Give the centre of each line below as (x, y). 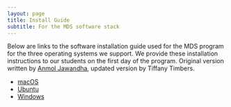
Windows (31, 97)
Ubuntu (28, 89)
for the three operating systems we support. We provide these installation (113, 53)
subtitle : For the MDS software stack (63, 26)
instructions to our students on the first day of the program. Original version (116, 61)
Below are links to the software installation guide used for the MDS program (115, 47)
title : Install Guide (39, 20)
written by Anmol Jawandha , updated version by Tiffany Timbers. (101, 68)
